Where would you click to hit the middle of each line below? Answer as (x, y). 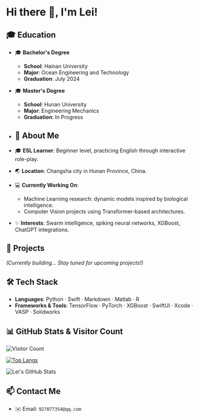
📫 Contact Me (34, 391)
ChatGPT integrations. (42, 230)
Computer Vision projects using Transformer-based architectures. (104, 211)
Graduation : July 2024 (52, 79)
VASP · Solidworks (37, 312)
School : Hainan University (56, 66)
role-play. (26, 159)
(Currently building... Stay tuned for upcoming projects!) (75, 263)
